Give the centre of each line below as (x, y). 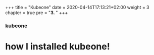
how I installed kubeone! (58, 47)
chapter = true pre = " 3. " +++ (37, 13)
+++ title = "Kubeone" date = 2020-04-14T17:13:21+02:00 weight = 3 (78, 7)
